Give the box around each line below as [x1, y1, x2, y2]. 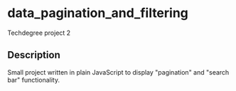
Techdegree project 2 [7, 28, 71, 37]
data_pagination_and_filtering [7, 5, 188, 21]
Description [7, 49, 60, 61]
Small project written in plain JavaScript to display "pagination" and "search [7, 68, 230, 76]
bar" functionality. [7, 75, 60, 84]
